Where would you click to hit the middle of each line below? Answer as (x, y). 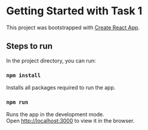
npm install (24, 75)
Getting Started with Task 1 (74, 11)
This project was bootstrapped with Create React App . (73, 27)
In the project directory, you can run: (51, 60)
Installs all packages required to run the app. (61, 88)
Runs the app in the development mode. (55, 114)
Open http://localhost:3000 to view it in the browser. (70, 121)
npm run (17, 102)
